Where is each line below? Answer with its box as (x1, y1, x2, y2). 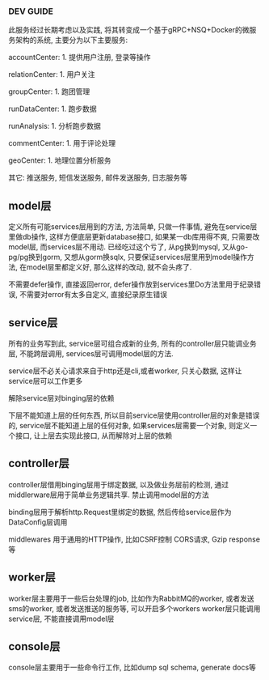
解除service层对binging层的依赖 (8, 393, 115, 402)
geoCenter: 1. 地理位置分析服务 (8, 155, 111, 165)
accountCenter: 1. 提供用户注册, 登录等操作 (8, 53, 151, 62)
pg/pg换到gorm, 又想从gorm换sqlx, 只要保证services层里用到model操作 (8, 253, 248, 262)
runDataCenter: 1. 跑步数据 (8, 104, 97, 114)
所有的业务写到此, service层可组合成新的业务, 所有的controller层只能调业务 (8, 338, 257, 348)
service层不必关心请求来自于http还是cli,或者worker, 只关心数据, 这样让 (8, 366, 242, 376)
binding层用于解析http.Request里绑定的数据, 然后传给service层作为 (8, 507, 232, 516)
